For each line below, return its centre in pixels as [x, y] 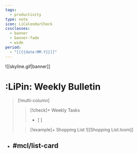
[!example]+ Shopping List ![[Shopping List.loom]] [82, 130]
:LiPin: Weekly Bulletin [53, 87]
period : [13, 47]
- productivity [26, 15]
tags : [11, 10]
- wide [17, 43]
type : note [17, 19]
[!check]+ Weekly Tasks [55, 110]
